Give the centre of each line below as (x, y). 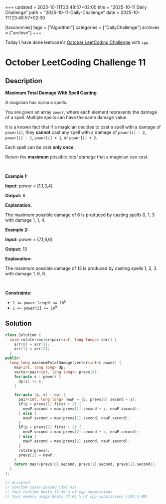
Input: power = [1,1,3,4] (29, 186)
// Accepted (17, 483)
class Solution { (23, 335)
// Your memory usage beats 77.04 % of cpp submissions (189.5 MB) (77, 497)
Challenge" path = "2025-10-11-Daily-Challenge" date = (62, 12)
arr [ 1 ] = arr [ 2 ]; (32, 349)
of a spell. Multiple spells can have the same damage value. (67, 117)
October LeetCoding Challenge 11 (76, 63)
